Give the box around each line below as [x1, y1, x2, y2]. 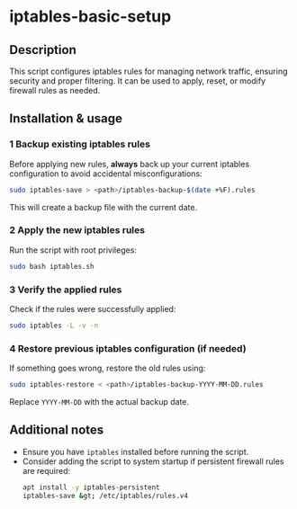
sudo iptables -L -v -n [9, 321, 99, 330]
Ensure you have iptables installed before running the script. [22, 446, 249, 457]
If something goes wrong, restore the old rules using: [9, 362, 206, 374]
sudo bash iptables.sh [9, 262, 94, 271]
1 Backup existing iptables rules [9, 138, 151, 150]
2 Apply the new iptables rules [9, 224, 146, 237]
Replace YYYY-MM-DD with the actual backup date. [9, 397, 190, 407]
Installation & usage [9, 111, 123, 127]
